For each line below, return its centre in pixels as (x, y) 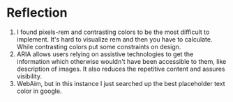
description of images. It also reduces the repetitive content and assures (121, 69)
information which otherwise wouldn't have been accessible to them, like (121, 61)
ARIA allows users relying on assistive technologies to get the (105, 54)
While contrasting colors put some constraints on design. (99, 46)
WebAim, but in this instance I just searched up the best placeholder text (121, 83)
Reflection (37, 13)
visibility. (29, 76)
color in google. (39, 91)
